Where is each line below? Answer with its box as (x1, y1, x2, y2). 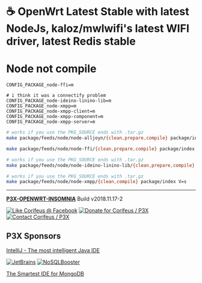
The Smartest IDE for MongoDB (6, 270, 84, 278)
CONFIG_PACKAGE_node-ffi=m (6, 82, 74, 88)
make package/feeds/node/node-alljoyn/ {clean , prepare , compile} (6, 135, 168, 141)
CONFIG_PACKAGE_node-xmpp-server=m (6, 119, 96, 125)
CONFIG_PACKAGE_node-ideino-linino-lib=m (6, 98, 112, 104)
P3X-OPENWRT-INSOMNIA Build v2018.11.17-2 (6, 195, 123, 202)
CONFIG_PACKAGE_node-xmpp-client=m (6, 108, 96, 114)
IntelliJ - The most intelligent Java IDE (6, 247, 100, 254)
